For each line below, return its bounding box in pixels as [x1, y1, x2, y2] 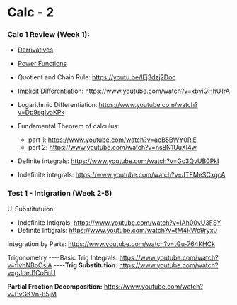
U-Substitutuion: [7, 204, 55, 213]
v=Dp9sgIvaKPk [17, 108, 65, 117]
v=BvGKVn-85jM [7, 289, 57, 298]
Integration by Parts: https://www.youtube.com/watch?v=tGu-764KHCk [7, 239, 216, 248]
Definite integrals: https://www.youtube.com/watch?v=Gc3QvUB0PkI [17, 157, 219, 165]
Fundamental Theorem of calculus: [17, 122, 120, 131]
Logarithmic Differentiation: [17, 101, 98, 109]
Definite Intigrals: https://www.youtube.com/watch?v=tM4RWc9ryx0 [17, 226, 218, 234]
